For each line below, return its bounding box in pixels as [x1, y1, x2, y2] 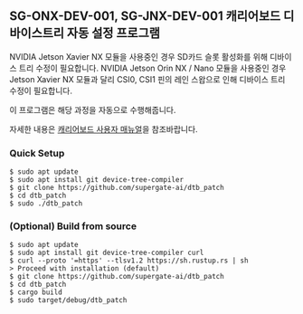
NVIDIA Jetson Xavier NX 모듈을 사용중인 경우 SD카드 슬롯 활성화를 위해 [9, 51, 269, 62]
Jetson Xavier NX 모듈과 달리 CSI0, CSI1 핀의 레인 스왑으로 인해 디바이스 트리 [9, 73, 286, 84]
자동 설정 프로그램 [66, 25, 161, 41]
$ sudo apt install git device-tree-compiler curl [9, 248, 204, 258]
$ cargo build [9, 288, 63, 297]
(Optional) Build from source [9, 220, 137, 233]
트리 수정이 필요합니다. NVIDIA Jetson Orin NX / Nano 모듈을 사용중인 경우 [18, 62, 287, 73]
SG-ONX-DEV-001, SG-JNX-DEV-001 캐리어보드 [9, 8, 281, 24]
